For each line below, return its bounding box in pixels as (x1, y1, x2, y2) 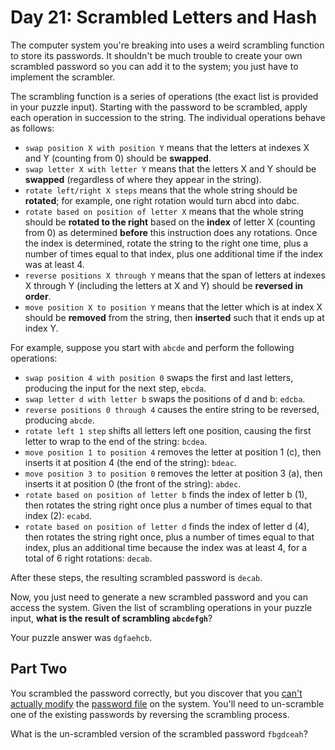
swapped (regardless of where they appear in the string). (24, 173, 262, 185)
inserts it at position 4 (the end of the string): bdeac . (24, 456, 237, 468)
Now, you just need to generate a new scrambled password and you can (10, 591, 309, 603)
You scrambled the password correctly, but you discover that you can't (10, 687, 303, 699)
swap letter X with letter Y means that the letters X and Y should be (24, 162, 317, 175)
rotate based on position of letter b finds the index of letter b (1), (24, 488, 308, 500)
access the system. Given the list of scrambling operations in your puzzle (10, 601, 313, 613)
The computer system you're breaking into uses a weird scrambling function (10, 39, 325, 51)
